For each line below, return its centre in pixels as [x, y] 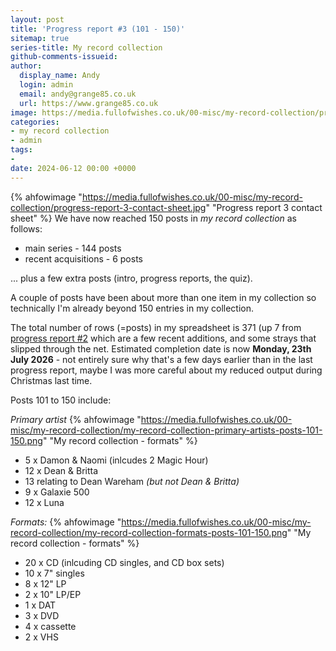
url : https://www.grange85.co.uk [89, 103]
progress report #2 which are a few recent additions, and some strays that [163, 338]
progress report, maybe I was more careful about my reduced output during [166, 370]
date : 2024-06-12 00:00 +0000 [73, 168]
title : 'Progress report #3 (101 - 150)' [98, 29]
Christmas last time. [51, 380]
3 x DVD [42, 615]
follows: [26, 228]
